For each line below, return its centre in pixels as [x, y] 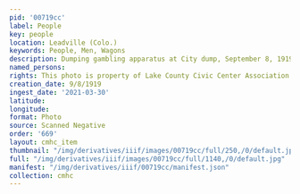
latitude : [28, 101]
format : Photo [36, 117]
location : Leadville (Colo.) [63, 42]
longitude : [29, 109]
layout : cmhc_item [43, 142]
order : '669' [33, 134]
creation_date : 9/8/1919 [55, 84]
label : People [36, 26]
